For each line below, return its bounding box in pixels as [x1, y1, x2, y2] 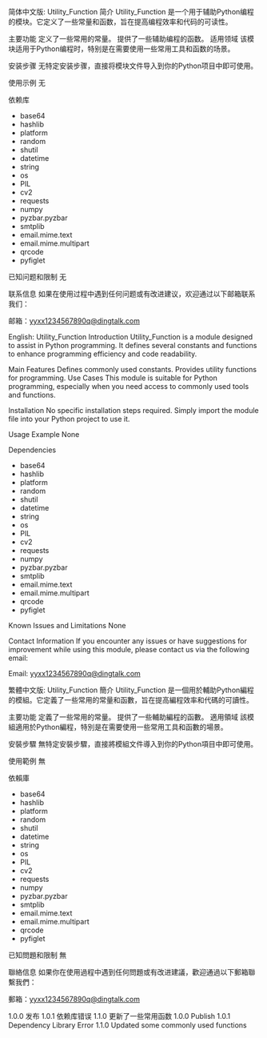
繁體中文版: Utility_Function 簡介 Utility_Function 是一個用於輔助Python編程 [8, 685, 254, 695]
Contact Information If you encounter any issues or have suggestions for [8, 636, 248, 646]
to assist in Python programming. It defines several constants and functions [8, 341, 257, 350]
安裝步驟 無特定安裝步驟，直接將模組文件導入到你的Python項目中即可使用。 [8, 739, 258, 748]
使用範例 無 [8, 756, 46, 766]
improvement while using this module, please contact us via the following [8, 645, 250, 654]
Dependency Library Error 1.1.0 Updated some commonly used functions [8, 1020, 247, 1030]
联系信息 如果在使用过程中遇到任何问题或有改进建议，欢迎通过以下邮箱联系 [8, 289, 256, 299]
